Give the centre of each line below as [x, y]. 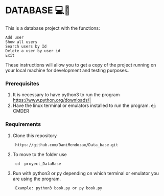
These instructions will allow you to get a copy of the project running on [81, 64]
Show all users [21, 42]
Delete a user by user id [33, 51]
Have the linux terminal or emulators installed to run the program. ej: [84, 105]
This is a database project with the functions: [53, 28]
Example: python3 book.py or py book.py [59, 188]
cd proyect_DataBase [38, 164]
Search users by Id [26, 46]
